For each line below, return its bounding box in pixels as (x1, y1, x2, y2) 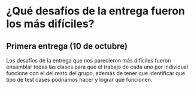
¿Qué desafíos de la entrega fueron (6, 4, 186, 18)
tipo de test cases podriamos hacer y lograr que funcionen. (6, 76, 153, 83)
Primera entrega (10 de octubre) (6, 41, 128, 51)
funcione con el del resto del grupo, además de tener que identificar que (6, 70, 186, 76)
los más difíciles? (6, 17, 95, 31)
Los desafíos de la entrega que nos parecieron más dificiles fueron (6, 57, 171, 64)
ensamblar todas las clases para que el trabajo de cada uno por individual (6, 63, 189, 70)
